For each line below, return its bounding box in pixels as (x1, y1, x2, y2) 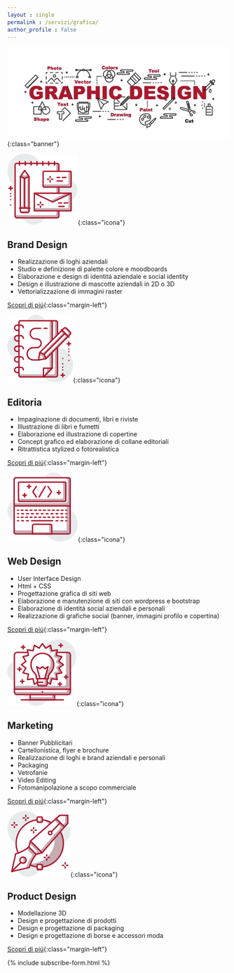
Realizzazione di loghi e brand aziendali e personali (17, 753, 166, 762)
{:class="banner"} (7, 140, 60, 148)
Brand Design (7, 239, 68, 251)
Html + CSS (17, 582, 51, 590)
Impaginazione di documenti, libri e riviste (17, 415, 139, 423)
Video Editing (17, 776, 57, 784)
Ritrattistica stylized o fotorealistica (17, 445, 119, 453)
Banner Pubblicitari (17, 738, 73, 747)
